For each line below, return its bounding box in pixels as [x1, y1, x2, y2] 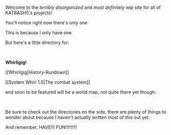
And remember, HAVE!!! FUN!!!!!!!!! [5, 124, 78, 130]
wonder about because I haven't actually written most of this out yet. [5, 115, 150, 120]
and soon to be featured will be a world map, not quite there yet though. [5, 89, 157, 95]
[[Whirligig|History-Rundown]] [5, 69, 69, 75]
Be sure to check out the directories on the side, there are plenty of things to [5, 109, 166, 115]
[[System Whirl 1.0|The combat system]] [5, 79, 90, 85]
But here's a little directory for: [5, 39, 69, 46]
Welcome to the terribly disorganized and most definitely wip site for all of [5, 5, 161, 10]
